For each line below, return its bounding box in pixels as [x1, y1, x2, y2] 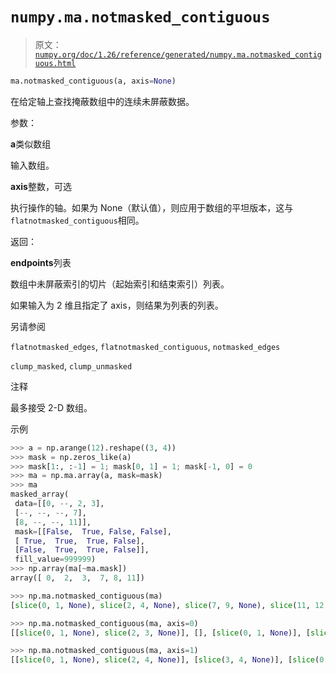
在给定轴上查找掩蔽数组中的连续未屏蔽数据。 [10, 95, 195, 107]
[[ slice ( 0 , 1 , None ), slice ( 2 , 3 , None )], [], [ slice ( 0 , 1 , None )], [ [10, 628, 311, 638]
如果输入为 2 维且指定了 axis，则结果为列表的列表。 [10, 299, 224, 311]
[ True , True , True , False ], [14, 536, 145, 546]
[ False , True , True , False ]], [14, 545, 150, 555]
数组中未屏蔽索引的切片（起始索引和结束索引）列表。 [10, 278, 230, 290]
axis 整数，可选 [10, 180, 72, 192]
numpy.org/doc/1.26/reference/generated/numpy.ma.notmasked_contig [34, 49, 322, 60]
